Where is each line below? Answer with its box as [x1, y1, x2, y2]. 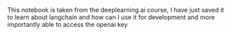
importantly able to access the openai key [7, 21, 128, 28]
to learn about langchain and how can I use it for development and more [7, 13, 216, 21]
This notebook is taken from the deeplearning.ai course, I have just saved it [7, 6, 224, 14]
